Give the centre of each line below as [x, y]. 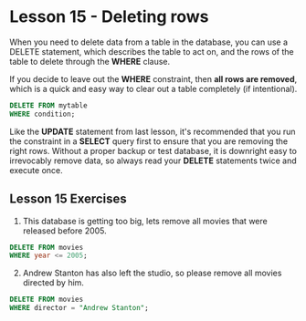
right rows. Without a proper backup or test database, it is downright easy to [153, 150]
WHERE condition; [42, 114]
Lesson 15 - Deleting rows [109, 17]
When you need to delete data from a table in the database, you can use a [149, 42]
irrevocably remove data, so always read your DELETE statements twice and [153, 160]
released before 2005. [64, 231]
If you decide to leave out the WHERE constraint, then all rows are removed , [153, 78]
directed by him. [53, 283]
